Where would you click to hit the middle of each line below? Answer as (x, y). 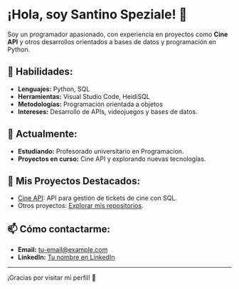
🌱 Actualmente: (42, 134)
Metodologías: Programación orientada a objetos (90, 104)
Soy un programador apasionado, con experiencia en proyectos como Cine (118, 34)
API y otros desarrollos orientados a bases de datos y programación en (112, 41)
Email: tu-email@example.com (63, 250)
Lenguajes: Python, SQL (54, 89)
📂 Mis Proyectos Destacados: (74, 181)
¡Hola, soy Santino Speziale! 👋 (97, 15)
